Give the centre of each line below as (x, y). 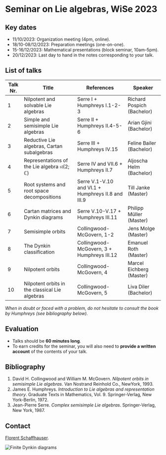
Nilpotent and (40, 99)
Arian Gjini (140, 122)
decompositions (42, 197)
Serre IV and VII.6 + (100, 163)
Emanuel (138, 243)
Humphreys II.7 (95, 170)
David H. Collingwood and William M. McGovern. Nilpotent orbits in (81, 379)
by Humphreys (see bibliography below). (46, 313)
